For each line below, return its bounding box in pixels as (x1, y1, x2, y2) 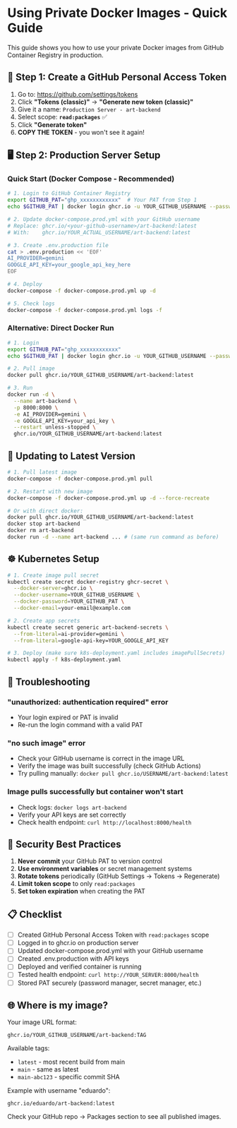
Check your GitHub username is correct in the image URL (17, 754, 185, 763)
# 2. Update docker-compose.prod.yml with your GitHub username (7, 216, 200, 223)
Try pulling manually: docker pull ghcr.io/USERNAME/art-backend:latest (17, 769, 229, 778)
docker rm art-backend (7, 527, 74, 534)
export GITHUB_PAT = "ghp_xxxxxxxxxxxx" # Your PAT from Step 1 (7, 196, 197, 204)
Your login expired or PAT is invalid (17, 713, 119, 721)
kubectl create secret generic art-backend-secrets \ (7, 623, 169, 631)
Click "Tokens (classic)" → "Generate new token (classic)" (17, 97, 194, 106)
